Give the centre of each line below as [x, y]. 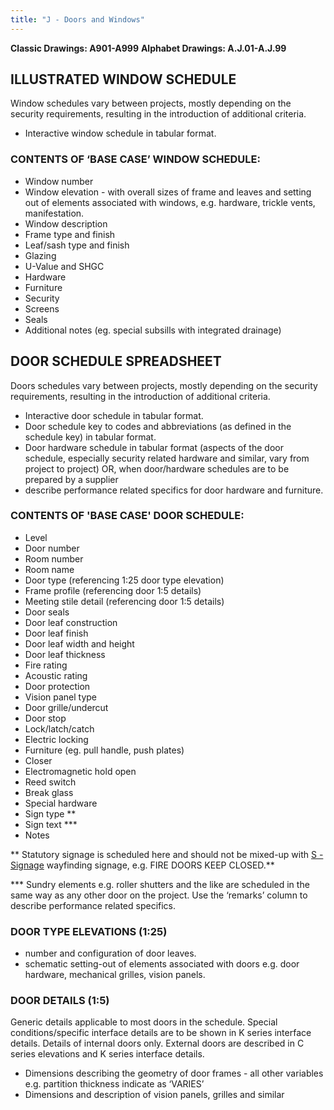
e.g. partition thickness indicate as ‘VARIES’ [114, 1084]
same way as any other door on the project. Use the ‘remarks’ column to [159, 895]
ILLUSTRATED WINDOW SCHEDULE [123, 79]
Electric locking [56, 739]
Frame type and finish [70, 234]
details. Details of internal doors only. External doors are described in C [157, 1043]
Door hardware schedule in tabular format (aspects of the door [154, 447]
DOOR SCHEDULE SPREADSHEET [116, 361]
